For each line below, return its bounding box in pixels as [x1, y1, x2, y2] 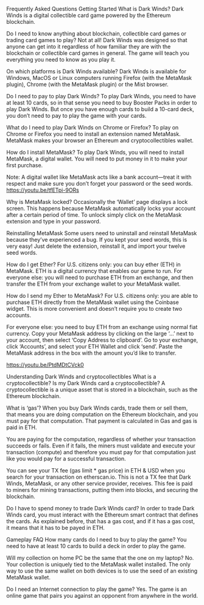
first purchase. [6, 162, 43, 168]
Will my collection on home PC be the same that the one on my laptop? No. [6, 554, 194, 561]
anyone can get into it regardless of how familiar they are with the [6, 43, 171, 50]
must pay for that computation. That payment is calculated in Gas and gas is [6, 418, 198, 424]
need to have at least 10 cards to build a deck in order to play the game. [6, 543, 186, 549]
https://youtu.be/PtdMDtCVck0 [6, 361, 84, 368]
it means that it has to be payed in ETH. [6, 524, 105, 531]
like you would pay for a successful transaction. [6, 455, 126, 462]
